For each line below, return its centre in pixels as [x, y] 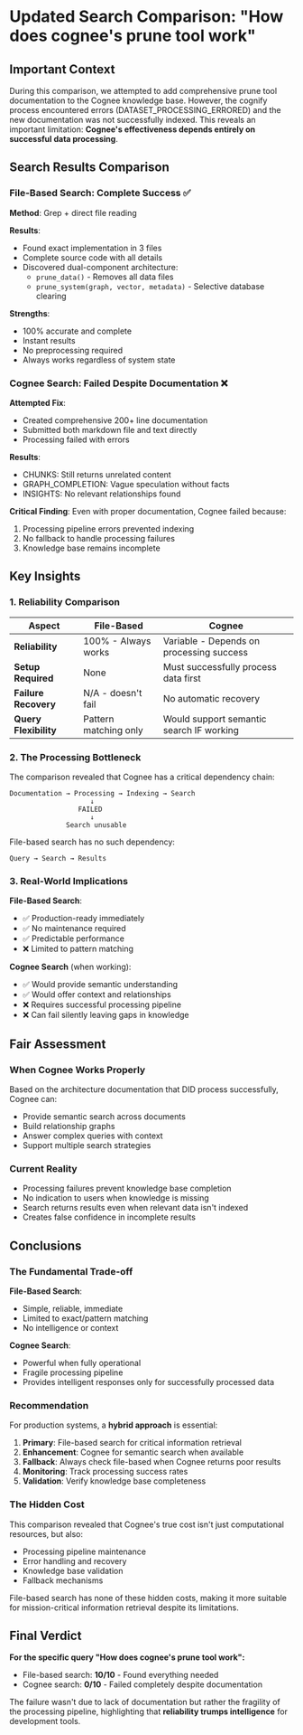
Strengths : [30, 313]
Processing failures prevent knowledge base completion [127, 1188]
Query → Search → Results [58, 858]
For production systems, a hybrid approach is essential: [114, 1425]
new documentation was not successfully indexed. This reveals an [133, 120]
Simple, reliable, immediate [73, 1308]
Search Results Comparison [89, 168]
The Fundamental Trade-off [71, 1271]
